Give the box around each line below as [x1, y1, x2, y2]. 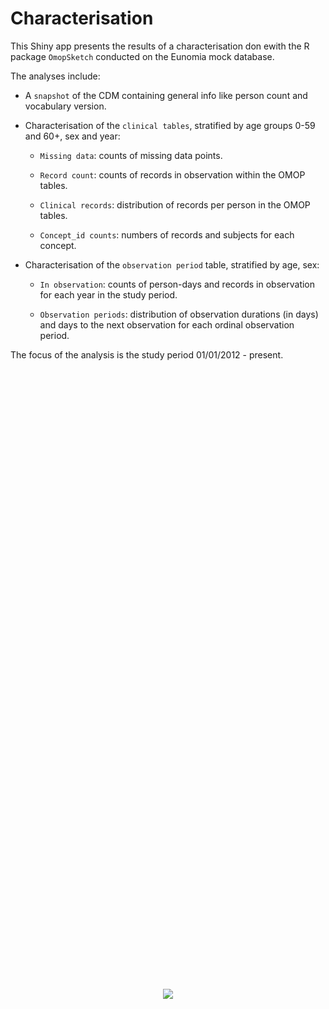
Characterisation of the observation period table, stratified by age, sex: [24, 258, 320, 271]
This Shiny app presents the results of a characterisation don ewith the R [10, 40, 310, 52]
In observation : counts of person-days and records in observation [39, 278, 316, 290]
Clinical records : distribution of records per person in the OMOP [39, 198, 311, 211]
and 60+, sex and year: [24, 130, 121, 142]
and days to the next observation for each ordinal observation [39, 318, 295, 331]
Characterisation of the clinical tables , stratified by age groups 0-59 [24, 119, 316, 131]
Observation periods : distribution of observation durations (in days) [39, 308, 319, 320]
